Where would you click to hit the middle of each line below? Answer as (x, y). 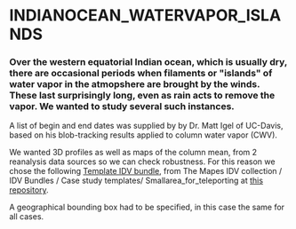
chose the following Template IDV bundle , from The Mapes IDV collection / (146, 171)
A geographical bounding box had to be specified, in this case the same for (147, 207)
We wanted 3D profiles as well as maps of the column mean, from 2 (133, 153)
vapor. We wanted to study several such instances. (122, 107)
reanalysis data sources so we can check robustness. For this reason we (142, 162)
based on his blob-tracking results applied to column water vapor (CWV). (144, 135)
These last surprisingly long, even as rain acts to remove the (142, 96)
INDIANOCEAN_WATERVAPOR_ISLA (145, 16)
